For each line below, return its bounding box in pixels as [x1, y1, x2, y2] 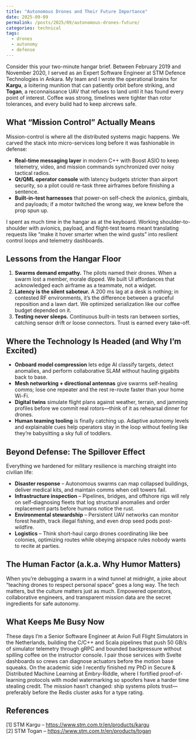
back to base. [14, 374, 48, 381]
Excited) [6, 345, 37, 355]
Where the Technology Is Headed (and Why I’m [6, 336, 181, 347]
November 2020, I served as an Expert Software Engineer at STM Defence [6, 69, 186, 76]
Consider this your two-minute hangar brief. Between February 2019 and [6, 63, 181, 70]
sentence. [14, 188, 39, 195]
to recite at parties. [14, 543, 60, 549]
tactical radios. [14, 169, 51, 176]
